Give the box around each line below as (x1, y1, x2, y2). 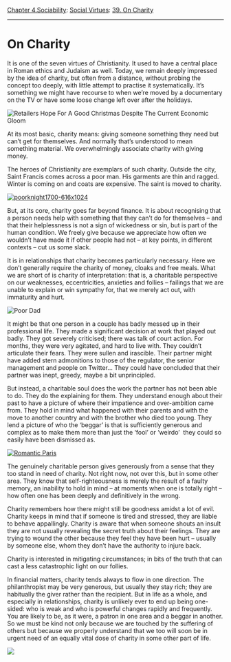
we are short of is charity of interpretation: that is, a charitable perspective (7, 271, 218, 279)
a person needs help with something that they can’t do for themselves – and (7, 214, 222, 222)
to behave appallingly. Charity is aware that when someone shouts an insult (7, 519, 221, 528)
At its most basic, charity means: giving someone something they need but (7, 130, 219, 138)
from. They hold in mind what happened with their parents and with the (7, 406, 208, 414)
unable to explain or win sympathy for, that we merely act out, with (7, 285, 196, 293)
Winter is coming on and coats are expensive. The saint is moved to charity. (7, 179, 222, 188)
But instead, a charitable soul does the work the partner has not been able (7, 384, 217, 392)
